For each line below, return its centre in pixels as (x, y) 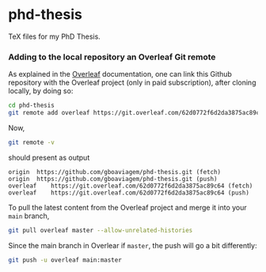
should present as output (49, 157)
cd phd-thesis (32, 106)
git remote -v (32, 142)
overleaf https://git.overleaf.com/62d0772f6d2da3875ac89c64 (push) (129, 193)
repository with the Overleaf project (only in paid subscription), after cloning (132, 83)
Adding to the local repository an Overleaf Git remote (112, 57)
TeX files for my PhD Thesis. (54, 36)
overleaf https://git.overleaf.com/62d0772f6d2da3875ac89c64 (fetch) (131, 186)
